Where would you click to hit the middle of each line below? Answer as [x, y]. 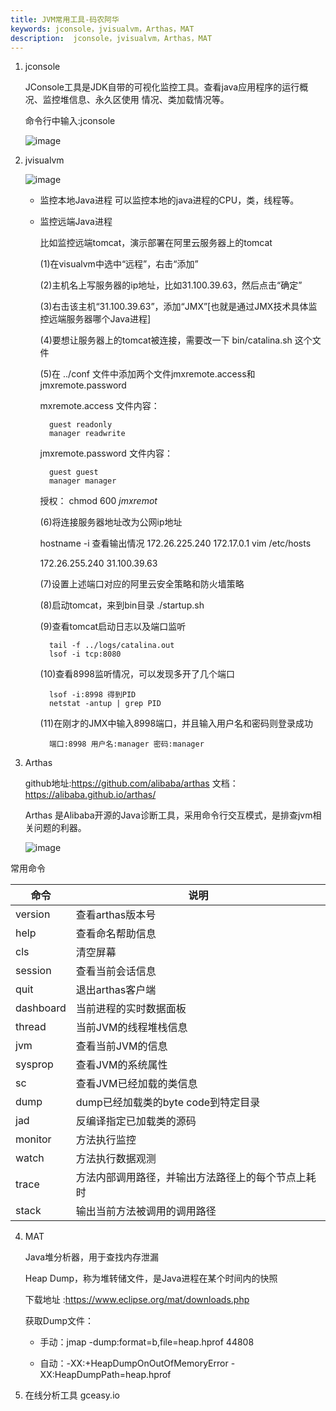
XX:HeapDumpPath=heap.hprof [105, 1375]
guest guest [73, 472]
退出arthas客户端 [116, 990]
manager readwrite [87, 434]
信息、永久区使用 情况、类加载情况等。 [149, 100]
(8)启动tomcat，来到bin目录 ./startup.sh [122, 605]
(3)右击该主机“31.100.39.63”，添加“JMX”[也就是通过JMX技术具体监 [178, 307]
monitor [33, 1139]
